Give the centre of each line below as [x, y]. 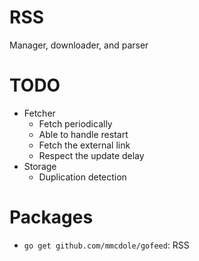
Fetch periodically [75, 123]
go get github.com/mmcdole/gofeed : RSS [106, 245]
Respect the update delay [91, 155]
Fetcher [39, 113]
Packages [51, 217]
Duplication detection [82, 177]
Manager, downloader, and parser [79, 45]
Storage [40, 166]
